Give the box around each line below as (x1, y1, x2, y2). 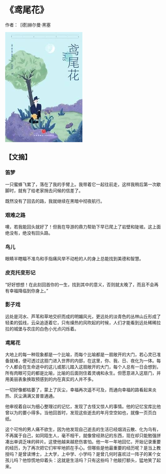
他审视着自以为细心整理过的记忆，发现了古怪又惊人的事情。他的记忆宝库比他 (5, 404, 161, 410)
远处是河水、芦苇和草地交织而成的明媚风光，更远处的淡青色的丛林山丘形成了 (5, 313, 161, 319)
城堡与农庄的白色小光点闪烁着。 (13, 326, 79, 332)
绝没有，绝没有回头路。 (5, 230, 53, 236)
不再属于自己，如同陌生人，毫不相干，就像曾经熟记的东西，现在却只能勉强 (5, 432, 157, 438)
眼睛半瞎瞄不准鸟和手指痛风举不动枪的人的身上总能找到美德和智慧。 (5, 256, 144, 262)
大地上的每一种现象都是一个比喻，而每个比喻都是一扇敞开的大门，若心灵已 (5, 352, 157, 358)
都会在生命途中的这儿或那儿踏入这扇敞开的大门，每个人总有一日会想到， (13, 364, 161, 370)
